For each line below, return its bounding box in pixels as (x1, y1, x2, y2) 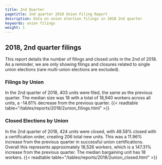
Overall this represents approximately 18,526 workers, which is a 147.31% (5, 144, 152, 150)
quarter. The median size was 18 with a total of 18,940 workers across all (5, 95, 151, 101)
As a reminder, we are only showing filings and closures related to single (5, 61, 150, 67)
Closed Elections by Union (5, 117, 69, 124)
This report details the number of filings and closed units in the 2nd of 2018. (5, 56, 157, 62)
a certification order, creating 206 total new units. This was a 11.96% (5, 133, 142, 139)
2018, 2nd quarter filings (5, 43, 82, 52)
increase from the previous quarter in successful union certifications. (5, 139, 144, 145)
